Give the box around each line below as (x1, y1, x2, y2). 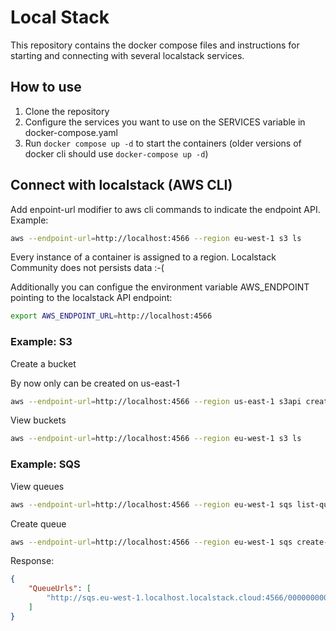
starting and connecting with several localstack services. (10, 49, 245, 61)
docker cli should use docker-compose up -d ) (24, 147, 209, 160)
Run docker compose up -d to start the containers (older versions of (24, 137, 302, 149)
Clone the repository (24, 105, 110, 117)
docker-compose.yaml (24, 126, 118, 138)
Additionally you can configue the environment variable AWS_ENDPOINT (10, 281, 310, 293)
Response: (10, 555, 55, 567)
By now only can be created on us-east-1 (10, 377, 180, 389)
